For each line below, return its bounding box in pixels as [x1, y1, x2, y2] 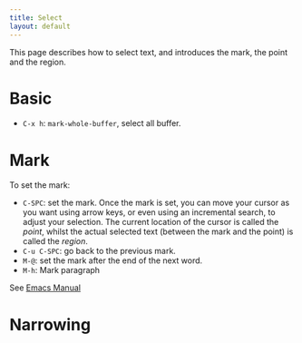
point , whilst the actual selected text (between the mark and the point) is [22, 226, 294, 237]
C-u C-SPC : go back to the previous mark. [22, 246, 177, 257]
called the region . [22, 236, 89, 247]
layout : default [9, 22, 71, 31]
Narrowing [9, 314, 92, 335]
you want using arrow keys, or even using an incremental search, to [22, 207, 276, 218]
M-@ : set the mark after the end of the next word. [22, 255, 203, 266]
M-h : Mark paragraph [22, 265, 101, 276]
